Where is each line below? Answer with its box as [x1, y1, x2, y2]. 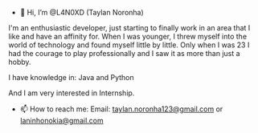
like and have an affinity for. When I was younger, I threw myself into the [8, 32, 248, 41]
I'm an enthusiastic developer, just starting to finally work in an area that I [8, 23, 251, 32]
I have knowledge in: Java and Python [8, 73, 134, 82]
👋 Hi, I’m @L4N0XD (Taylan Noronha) [19, 8, 145, 17]
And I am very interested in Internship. [8, 88, 135, 98]
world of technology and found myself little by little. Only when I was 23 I [8, 40, 250, 50]
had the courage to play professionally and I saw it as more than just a [8, 49, 240, 58]
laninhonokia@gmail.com [19, 116, 104, 125]
